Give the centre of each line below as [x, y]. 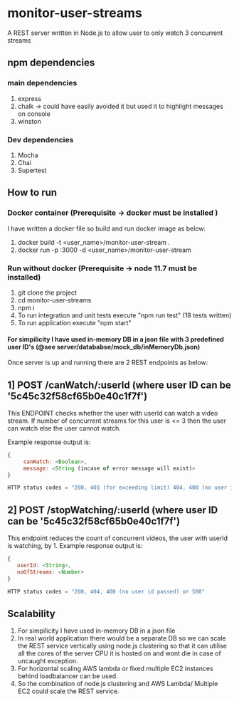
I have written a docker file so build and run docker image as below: [107, 228]
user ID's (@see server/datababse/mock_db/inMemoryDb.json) [104, 347]
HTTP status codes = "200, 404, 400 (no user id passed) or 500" [106, 591]
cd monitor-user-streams [54, 300]
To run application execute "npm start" [74, 322]
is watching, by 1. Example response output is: [75, 546]
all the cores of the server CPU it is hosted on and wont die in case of [119, 653]
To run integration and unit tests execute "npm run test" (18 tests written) [124, 315]
